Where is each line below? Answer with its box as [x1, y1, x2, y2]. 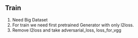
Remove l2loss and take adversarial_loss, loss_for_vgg [12, 27, 121, 33]
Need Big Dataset [12, 17, 48, 22]
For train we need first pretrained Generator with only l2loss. [12, 22, 134, 28]
